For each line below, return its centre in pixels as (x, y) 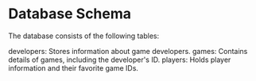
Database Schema (70, 14)
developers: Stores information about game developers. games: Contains (128, 51)
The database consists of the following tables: (84, 36)
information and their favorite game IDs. (74, 67)
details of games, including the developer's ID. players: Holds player (120, 60)
